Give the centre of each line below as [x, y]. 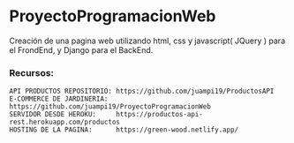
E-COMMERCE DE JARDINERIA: [59, 99]
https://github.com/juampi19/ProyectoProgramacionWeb [110, 107]
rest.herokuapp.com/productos [65, 122]
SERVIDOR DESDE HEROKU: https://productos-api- [106, 115]
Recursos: [32, 72]
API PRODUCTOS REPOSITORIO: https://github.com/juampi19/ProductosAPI [142, 91]
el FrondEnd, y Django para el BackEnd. [81, 49]
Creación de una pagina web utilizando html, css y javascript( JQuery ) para [147, 41]
